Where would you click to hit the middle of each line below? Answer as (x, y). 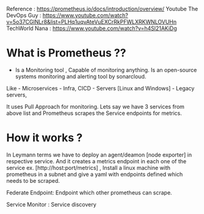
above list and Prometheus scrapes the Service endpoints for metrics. (94, 113)
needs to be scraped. (33, 180)
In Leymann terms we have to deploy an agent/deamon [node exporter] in (99, 155)
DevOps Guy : (24, 15)
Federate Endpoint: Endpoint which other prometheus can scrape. (89, 193)
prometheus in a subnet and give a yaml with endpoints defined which (95, 174)
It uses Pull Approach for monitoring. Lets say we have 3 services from (96, 106)
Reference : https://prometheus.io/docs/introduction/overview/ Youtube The (102, 9)
